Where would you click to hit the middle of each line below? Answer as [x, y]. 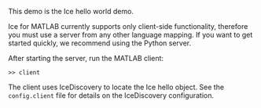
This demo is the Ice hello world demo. [71, 11]
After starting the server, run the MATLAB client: [86, 58]
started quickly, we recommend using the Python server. [99, 43]
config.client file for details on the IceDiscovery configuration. [111, 95]
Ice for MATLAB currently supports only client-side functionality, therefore [128, 26]
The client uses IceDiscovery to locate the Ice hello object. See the [116, 87]
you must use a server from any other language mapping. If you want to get [130, 35]
